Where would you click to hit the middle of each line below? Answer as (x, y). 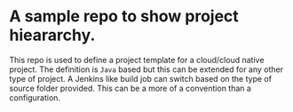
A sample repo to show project (124, 16)
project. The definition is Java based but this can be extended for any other (146, 69)
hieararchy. (52, 35)
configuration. (35, 97)
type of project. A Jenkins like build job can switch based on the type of (141, 78)
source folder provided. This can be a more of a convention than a (130, 88)
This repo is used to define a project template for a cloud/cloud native (137, 60)
